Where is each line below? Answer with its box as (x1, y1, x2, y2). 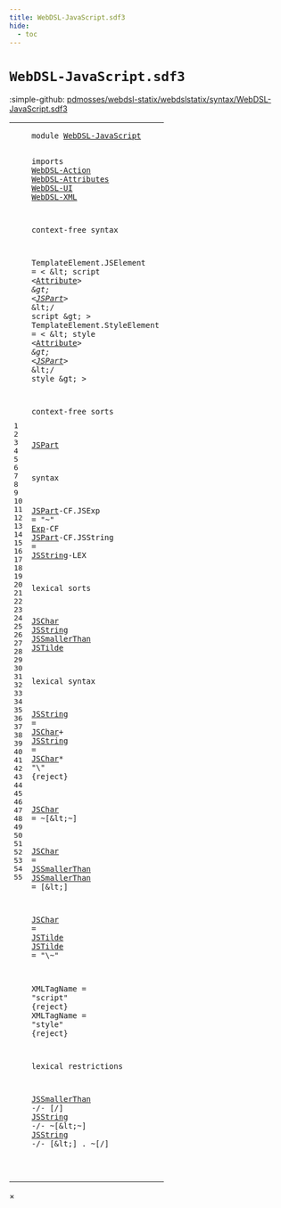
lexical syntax (30, 676, 96, 686)
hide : (9, 21, 29, 30)
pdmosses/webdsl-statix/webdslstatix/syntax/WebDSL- (66, 95, 272, 105)
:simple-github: (9, 95, 65, 105)
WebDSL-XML (30, 192, 78, 201)
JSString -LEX (30, 550, 87, 561)
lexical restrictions (30, 1061, 123, 1071)
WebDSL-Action (30, 165, 92, 175)
